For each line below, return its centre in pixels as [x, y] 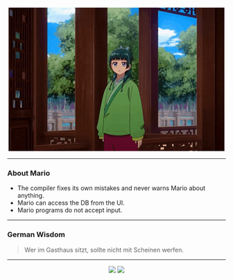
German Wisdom [36, 234]
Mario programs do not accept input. [70, 210]
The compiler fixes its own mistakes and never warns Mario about [111, 188]
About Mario [29, 173]
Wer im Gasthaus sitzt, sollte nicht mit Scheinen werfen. [104, 250]
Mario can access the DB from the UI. [71, 203]
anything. [31, 196]
